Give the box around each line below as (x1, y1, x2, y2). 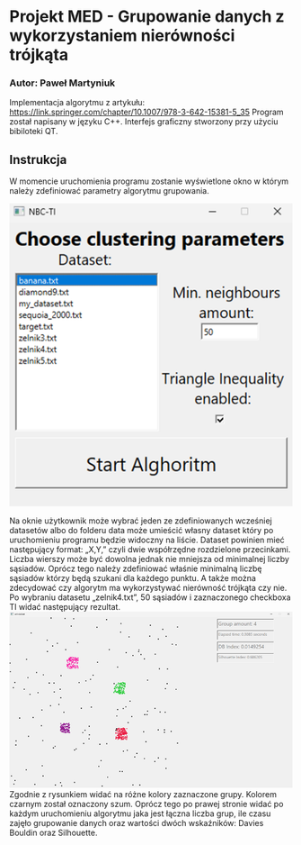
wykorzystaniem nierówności (9, 25, 235, 46)
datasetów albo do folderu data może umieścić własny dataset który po (9, 525, 274, 536)
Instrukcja (9, 151, 67, 168)
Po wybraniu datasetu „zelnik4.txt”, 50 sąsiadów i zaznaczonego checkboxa (9, 592, 291, 603)
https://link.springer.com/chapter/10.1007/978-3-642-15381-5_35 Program (9, 106, 285, 118)
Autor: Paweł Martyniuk (9, 77, 116, 89)
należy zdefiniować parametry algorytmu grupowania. (9, 186, 209, 196)
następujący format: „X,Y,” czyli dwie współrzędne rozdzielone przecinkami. (9, 544, 291, 555)
